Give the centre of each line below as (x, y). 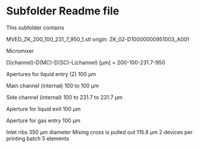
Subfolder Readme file (63, 11)
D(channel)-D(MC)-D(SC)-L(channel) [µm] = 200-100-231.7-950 (86, 62)
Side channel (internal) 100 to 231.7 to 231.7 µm (65, 97)
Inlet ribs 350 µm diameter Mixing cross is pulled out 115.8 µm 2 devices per (99, 132)
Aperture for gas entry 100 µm (43, 120)
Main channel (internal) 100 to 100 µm (53, 86)
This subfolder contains (35, 28)
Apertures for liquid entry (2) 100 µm (51, 74)
